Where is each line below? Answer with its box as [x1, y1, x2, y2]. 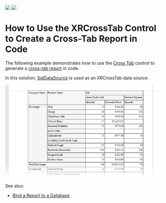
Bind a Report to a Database [12, 193, 70, 199]
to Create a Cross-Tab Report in [5, 33, 138, 45]
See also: [5, 183, 24, 189]
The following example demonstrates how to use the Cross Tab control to [5, 60, 155, 66]
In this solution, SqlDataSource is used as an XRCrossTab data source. [5, 75, 149, 81]
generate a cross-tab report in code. [5, 65, 80, 71]
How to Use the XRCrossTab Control [5, 23, 157, 34]
